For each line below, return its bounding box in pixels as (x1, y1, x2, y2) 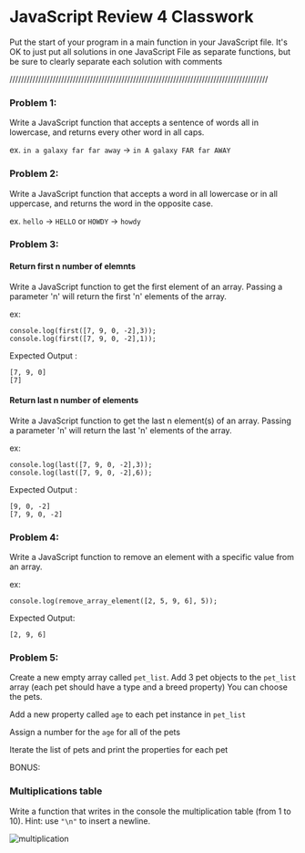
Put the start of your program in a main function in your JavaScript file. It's (9, 36, 289, 47)
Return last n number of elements (9, 395, 139, 406)
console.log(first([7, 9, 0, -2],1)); (9, 334, 157, 343)
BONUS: (9, 762, 41, 773)
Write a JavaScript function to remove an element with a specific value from (9, 552, 294, 563)
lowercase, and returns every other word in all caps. (9, 127, 205, 138)
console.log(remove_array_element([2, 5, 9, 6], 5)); (9, 597, 219, 606)
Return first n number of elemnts (9, 261, 137, 272)
